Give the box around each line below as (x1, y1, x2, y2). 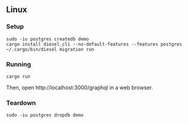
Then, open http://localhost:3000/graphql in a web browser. (6, 84, 153, 91)
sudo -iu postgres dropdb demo (6, 112, 84, 118)
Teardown (6, 98, 36, 107)
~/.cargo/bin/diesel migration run (6, 46, 95, 52)
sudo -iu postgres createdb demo (6, 36, 89, 42)
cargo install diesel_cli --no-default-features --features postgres (6, 41, 183, 47)
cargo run (6, 74, 31, 80)
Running (6, 60, 32, 68)
